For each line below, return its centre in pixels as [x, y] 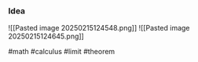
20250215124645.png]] [46, 36]
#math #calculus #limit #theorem [62, 52]
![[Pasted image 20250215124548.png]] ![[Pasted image [99, 28]
